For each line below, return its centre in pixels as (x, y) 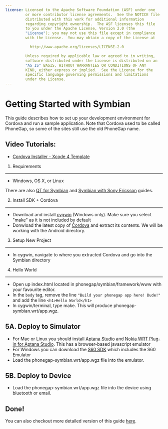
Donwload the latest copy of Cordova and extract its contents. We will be (87, 225)
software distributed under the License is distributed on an (91, 61)
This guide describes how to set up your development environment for (78, 118)
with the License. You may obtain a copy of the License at (90, 38)
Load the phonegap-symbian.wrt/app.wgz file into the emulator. (78, 360)
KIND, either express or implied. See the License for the (89, 70)
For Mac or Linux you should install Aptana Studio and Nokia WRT (80, 339)
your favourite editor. (34, 290)
